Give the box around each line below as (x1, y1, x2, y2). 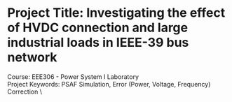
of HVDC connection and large (7, 20, 188, 36)
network (7, 50, 57, 66)
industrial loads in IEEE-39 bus (7, 35, 189, 50)
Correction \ (7, 87, 42, 96)
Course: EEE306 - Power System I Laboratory (7, 72, 139, 81)
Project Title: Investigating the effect (7, 5, 226, 21)
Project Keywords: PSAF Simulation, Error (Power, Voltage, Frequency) (7, 80, 211, 88)
